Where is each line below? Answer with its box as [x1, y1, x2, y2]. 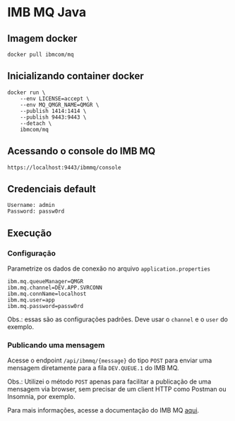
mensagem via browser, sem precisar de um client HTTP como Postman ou [7, 385, 227, 393]
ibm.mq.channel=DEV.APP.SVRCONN [7, 284, 102, 292]
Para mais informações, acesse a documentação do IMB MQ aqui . [7, 406, 200, 415]
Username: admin [7, 202, 55, 209]
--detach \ [20, 119, 52, 127]
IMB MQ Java [7, 4, 87, 20]
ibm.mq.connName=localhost [7, 290, 87, 297]
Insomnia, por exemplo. [7, 393, 76, 401]
